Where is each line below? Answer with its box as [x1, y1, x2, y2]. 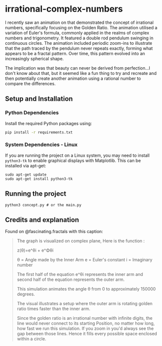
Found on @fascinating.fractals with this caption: [5, 229, 103, 235]
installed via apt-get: [5, 163, 46, 168]
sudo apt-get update [5, 172, 47, 177]
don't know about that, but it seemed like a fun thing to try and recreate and [5, 70, 157, 76]
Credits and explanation [5, 216, 79, 224]
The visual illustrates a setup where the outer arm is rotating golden [17, 301, 153, 307]
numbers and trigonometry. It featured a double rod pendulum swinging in [5, 35, 154, 41]
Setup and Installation [5, 95, 73, 103]
